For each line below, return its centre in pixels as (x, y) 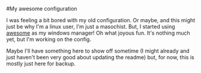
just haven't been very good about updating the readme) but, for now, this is (100, 57)
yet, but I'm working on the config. (49, 39)
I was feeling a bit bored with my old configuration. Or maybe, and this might (101, 20)
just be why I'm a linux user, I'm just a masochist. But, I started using (91, 27)
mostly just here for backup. (41, 63)
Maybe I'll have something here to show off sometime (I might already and (98, 51)
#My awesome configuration (42, 9)
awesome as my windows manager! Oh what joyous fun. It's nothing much (98, 33)
